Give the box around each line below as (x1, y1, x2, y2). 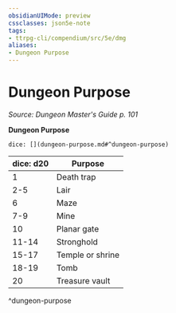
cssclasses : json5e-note (8, 19, 91, 27)
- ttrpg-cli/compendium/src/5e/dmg (8, 34, 127, 42)
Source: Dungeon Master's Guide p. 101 (8, 109, 139, 119)
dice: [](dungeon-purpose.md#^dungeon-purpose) (8, 141, 170, 149)
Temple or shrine (56, 249, 120, 260)
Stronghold (56, 236, 98, 248)
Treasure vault (56, 275, 111, 286)
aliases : (8, 42, 37, 50)
